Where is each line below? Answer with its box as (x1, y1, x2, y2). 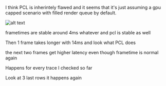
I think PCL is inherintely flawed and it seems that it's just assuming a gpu (5, 5, 161, 10)
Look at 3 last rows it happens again (5, 75, 82, 81)
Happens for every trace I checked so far (5, 65, 93, 71)
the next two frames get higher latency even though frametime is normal (5, 50, 159, 55)
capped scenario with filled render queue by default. (5, 10, 117, 16)
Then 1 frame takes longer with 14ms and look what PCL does (5, 39, 136, 46)
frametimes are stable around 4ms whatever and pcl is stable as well (5, 30, 151, 35)
